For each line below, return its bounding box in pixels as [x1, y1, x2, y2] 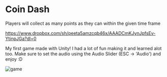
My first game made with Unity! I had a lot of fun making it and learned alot [5, 45, 162, 51]
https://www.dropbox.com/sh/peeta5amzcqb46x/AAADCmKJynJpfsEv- [5, 30, 156, 36]
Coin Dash [5, 4, 50, 15]
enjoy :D [5, 56, 23, 62]
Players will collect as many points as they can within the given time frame [5, 20, 161, 26]
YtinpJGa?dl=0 [5, 35, 37, 42]
